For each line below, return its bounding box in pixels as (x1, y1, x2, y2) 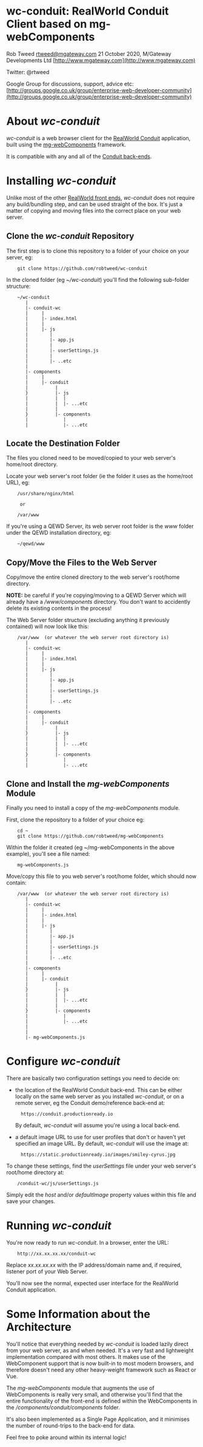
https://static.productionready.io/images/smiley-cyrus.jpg (21, 1152, 176, 1158)
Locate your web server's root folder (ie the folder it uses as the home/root (6, 473, 193, 480)
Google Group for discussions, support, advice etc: (6, 80, 134, 87)
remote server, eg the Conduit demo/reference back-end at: (15, 1100, 165, 1106)
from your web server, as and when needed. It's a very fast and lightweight (6, 1347, 194, 1354)
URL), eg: (6, 479, 30, 487)
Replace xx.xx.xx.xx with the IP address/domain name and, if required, (6, 1261, 182, 1268)
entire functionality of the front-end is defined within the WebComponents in (6, 1397, 198, 1404)
